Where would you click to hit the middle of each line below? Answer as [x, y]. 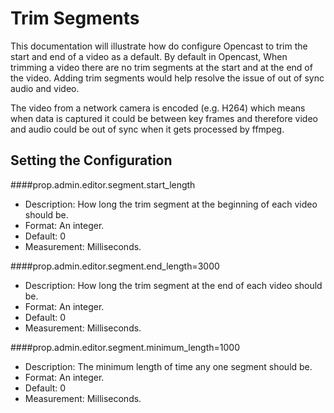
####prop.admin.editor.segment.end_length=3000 [115, 266]
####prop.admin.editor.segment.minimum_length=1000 [125, 347]
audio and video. [45, 88]
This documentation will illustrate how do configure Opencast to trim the [159, 46]
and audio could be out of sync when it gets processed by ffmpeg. [147, 129]
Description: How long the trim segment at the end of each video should [173, 285]
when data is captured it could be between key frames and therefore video [164, 118]
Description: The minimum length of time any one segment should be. [168, 366]
